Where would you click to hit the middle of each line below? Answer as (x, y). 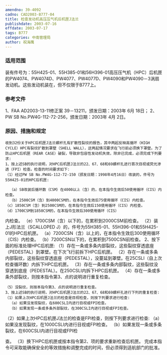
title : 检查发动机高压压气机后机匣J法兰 (42, 19)
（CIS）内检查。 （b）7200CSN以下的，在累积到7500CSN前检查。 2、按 (81, 239)
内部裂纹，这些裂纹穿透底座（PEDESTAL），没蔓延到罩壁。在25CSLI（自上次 (83, 258)
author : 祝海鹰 (20, 42)
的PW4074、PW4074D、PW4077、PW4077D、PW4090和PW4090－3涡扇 (82, 79)
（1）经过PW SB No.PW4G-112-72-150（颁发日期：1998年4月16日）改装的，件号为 (80, 175)
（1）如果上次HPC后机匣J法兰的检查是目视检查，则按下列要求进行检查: (68, 298)
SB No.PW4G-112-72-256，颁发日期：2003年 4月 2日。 (71, 117)
